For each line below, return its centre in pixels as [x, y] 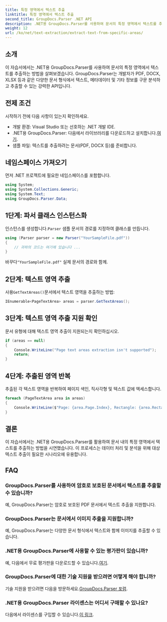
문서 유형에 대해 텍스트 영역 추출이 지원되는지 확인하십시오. [62, 331]
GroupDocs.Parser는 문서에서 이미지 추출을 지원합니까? [69, 518]
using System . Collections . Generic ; [42, 190]
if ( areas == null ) [25, 341]
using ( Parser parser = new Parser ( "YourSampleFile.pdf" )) [68, 238]
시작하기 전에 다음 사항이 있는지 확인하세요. [47, 116]
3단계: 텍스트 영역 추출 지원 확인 [51, 318]
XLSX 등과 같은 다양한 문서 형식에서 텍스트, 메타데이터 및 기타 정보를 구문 [76, 80]
